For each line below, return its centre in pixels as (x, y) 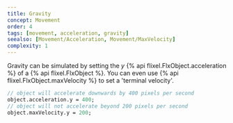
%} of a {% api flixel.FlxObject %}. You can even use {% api (93, 73)
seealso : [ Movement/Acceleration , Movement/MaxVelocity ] (91, 40)
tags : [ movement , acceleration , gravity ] (68, 33)
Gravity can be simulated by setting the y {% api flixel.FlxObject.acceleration (117, 66)
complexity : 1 (28, 46)
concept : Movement (34, 20)
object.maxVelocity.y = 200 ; (49, 113)
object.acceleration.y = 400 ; (51, 99)
